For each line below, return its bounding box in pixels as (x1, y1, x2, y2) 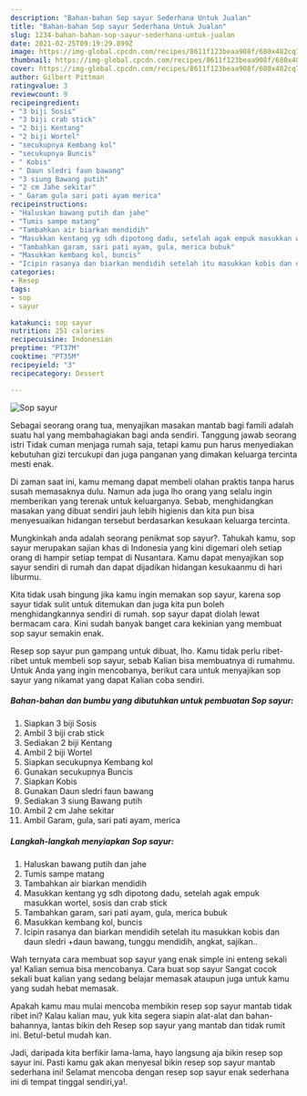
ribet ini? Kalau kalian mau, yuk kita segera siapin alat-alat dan (10, 1010, 244, 1021)
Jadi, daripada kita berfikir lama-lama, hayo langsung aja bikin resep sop (10, 1048, 283, 1059)
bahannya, (10, 1020, 50, 1031)
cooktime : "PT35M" (10, 352, 80, 361)
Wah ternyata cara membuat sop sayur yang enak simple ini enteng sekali (10, 954, 288, 965)
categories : (10, 268, 56, 277)
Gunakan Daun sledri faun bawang (23, 786, 154, 797)
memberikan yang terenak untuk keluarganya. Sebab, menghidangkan (10, 495, 274, 506)
